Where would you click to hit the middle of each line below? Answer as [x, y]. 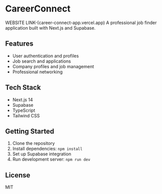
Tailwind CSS [26, 115]
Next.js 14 [23, 100]
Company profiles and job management [53, 66]
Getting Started [30, 131]
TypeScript [24, 110]
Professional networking [37, 72]
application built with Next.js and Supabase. [50, 28]
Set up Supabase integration [42, 154]
